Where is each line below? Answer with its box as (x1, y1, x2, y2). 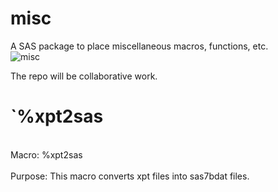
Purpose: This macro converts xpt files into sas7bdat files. (10, 170, 250, 182)
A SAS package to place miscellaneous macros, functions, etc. (10, 40, 269, 52)
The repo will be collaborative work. (10, 70, 158, 82)
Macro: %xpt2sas (10, 148, 83, 161)
